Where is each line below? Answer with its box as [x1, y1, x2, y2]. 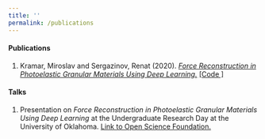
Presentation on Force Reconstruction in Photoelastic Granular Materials [19, 104, 258, 115]
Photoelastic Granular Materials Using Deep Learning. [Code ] [19, 69, 225, 79]
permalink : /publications [8, 19, 94, 27]
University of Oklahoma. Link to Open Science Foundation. [19, 122, 212, 131]
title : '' [8, 11, 41, 20]
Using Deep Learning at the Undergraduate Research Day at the [19, 113, 229, 122]
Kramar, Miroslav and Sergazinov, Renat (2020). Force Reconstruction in [19, 61, 256, 70]
